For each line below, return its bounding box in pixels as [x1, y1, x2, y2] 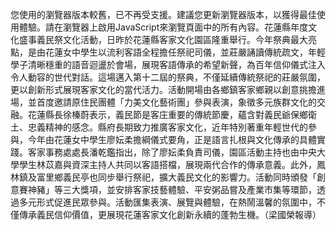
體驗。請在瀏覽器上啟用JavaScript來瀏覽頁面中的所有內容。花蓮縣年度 [18, 21, 309, 33]
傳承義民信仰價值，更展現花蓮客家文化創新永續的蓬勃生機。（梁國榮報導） [18, 209, 322, 220]
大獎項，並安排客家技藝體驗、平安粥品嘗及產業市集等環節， [71, 184, 317, 195]
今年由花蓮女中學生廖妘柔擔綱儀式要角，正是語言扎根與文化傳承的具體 [27, 134, 317, 145]
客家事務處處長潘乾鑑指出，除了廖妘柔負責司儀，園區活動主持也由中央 [27, 146, 317, 158]
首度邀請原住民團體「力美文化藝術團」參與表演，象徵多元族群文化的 [36, 96, 317, 108]
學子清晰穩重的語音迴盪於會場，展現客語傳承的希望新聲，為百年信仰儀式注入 [10, 59, 326, 70]
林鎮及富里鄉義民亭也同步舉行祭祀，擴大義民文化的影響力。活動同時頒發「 [10, 171, 317, 183]
